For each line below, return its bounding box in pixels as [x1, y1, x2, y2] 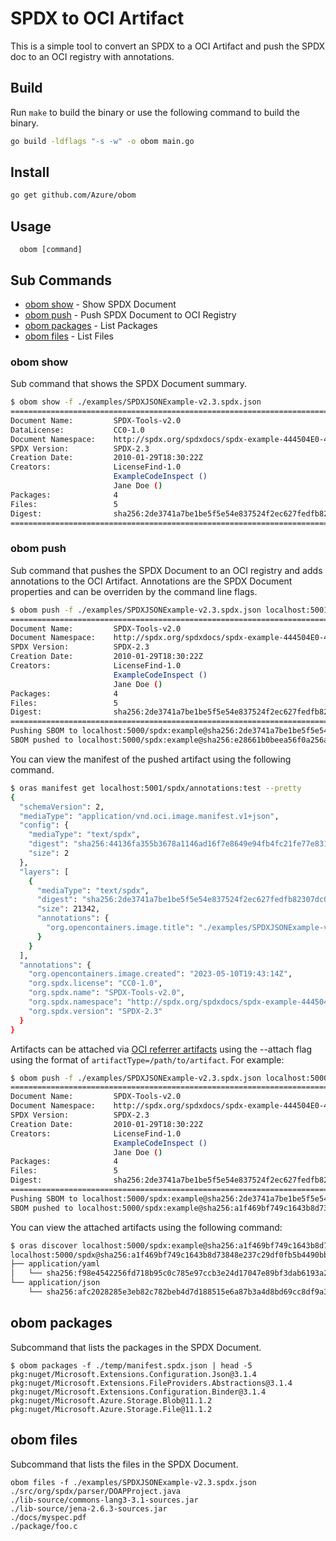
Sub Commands [10, 272, 113, 289]
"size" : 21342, [36, 904, 101, 914]
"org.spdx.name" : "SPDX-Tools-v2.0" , [28, 988, 186, 998]
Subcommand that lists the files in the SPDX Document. [10, 1458, 239, 1470]
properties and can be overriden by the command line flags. [10, 585, 258, 597]
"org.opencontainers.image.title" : [46, 923, 195, 933]
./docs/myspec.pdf [10, 1512, 87, 1522]
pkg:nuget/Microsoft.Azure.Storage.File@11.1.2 [10, 1404, 213, 1414]
